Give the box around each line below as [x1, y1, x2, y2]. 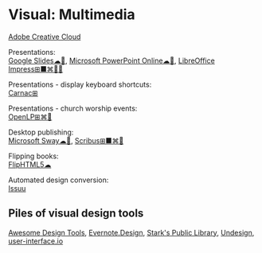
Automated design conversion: [8, 175, 109, 185]
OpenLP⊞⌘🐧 [8, 111, 53, 121]
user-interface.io [8, 236, 64, 246]
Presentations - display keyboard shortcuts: [8, 80, 152, 89]
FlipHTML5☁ [8, 159, 52, 169]
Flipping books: [8, 151, 59, 161]
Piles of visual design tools [8, 207, 144, 220]
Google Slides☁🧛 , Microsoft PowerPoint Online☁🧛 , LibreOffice [8, 56, 215, 65]
